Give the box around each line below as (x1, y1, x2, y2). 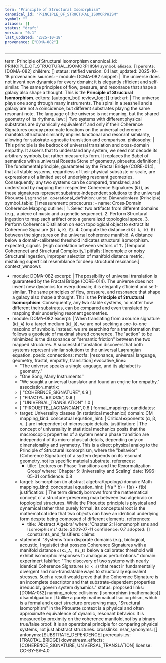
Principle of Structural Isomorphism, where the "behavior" (19, 447, 138, 453)
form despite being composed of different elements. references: (19, 516, 151, 522)
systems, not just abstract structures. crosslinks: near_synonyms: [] (19, 626, 158, 632)
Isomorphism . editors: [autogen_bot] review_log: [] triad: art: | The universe (5, 95, 160, 101)
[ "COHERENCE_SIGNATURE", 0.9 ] (19, 389, 91, 395)
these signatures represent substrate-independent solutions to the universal (5, 190, 160, 196)
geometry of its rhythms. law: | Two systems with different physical (5, 116, 142, 122)
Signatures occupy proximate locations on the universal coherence (5, 126, 141, 132)
